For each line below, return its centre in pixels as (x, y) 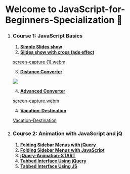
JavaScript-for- (92, 9)
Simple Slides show (41, 47)
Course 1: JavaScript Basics (48, 36)
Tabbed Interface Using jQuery (53, 161)
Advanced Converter (43, 91)
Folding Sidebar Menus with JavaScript (62, 150)
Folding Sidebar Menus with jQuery (58, 145)
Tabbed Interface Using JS (49, 166)
